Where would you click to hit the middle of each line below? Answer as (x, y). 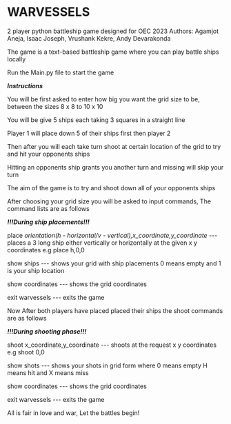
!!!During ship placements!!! (48, 222)
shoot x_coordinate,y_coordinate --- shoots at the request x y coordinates (112, 345)
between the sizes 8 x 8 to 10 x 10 (55, 106)
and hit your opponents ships (49, 154)
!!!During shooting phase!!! (47, 331)
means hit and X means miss (48, 372)
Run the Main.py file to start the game (61, 72)
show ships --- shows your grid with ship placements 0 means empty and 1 (114, 263)
